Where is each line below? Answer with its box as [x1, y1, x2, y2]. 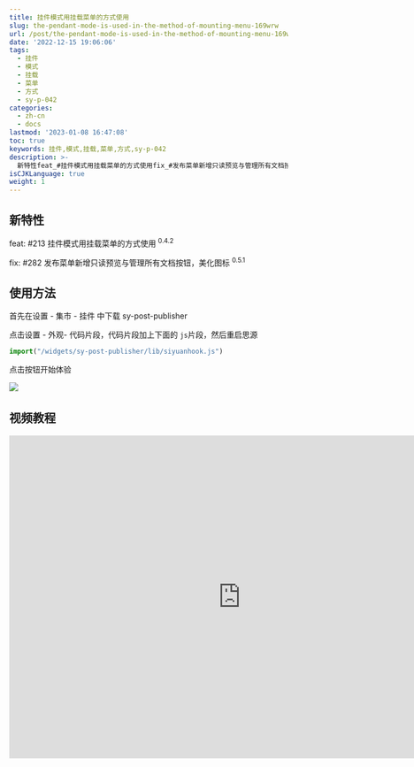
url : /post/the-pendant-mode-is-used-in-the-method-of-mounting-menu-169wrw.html [9, 29, 318, 38]
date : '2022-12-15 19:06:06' [9, 37, 117, 47]
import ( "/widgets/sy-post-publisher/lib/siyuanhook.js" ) [9, 347, 224, 357]
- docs [17, 120, 42, 129]
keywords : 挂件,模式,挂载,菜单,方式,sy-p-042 [9, 144, 166, 153]
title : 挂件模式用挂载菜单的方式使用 [9, 12, 130, 22]
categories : [9, 104, 53, 112]
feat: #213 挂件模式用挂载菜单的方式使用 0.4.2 [9, 236, 174, 249]
